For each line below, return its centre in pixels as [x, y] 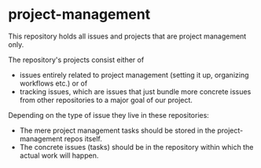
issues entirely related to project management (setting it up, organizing [134, 75]
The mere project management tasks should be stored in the [118, 130]
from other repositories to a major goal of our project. [106, 100]
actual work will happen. [59, 155]
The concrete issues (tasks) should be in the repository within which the [136, 147]
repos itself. [83, 138]
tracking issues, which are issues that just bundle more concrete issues [135, 91]
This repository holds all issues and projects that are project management [127, 36]
